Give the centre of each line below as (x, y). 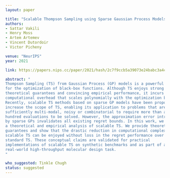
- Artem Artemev (22, 38)
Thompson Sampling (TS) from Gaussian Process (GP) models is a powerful (85, 84)
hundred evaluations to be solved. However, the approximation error (80, 116)
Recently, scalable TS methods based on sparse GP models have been (79, 102)
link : (11, 70)
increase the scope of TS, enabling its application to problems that (81, 107)
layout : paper (20, 10)
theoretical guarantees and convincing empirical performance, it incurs (85, 93)
